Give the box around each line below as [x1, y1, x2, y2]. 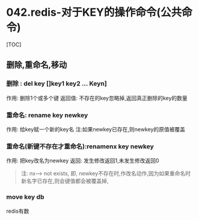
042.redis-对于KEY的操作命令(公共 [6, 5, 182, 19]
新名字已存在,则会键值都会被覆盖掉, [20, 177, 109, 184]
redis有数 [6, 207, 29, 215]
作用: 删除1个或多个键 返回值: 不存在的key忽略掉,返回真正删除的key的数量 [6, 94, 188, 101]
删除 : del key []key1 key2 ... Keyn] [6, 80, 107, 88]
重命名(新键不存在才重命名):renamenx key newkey [6, 142, 155, 151]
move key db [6, 193, 44, 201]
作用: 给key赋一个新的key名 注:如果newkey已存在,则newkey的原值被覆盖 [6, 125, 185, 133]
